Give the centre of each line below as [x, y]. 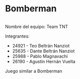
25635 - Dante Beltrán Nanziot [43, 51]
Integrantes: [17, 36]
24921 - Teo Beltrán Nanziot [41, 45]
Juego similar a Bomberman [34, 71]
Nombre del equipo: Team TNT [37, 26]
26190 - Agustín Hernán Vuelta [44, 61]
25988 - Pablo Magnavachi [40, 56]
